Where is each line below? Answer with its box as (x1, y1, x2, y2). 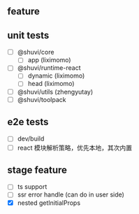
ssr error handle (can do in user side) (17, 190, 124, 199)
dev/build (17, 134, 45, 143)
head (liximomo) (27, 80, 75, 88)
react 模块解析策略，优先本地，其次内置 (17, 143, 133, 152)
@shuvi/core (17, 48, 54, 57)
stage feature (7, 164, 68, 176)
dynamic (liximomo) (27, 71, 85, 80)
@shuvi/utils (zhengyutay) (17, 87, 94, 96)
